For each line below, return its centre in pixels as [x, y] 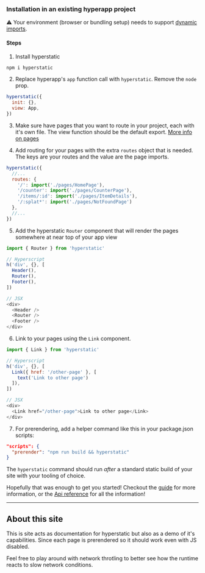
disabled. [18, 547]
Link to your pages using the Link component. [73, 338]
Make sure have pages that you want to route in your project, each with [105, 125]
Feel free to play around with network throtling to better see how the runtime [102, 558]
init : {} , [24, 102]
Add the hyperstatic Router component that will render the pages [97, 230]
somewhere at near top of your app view [66, 237]
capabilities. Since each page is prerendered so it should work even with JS [102, 540]
